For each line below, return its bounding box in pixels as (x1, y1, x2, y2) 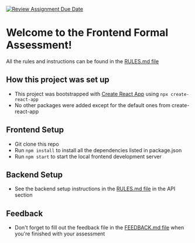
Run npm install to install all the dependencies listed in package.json (14, 146, 182, 153)
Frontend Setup (6, 125, 64, 135)
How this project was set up (6, 75, 110, 85)
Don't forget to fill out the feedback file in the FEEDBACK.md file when (14, 224, 184, 231)
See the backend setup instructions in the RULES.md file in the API (14, 185, 176, 193)
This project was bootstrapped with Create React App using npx (14, 90, 169, 97)
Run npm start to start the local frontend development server (14, 153, 162, 160)
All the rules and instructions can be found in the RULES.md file (6, 57, 159, 64)
